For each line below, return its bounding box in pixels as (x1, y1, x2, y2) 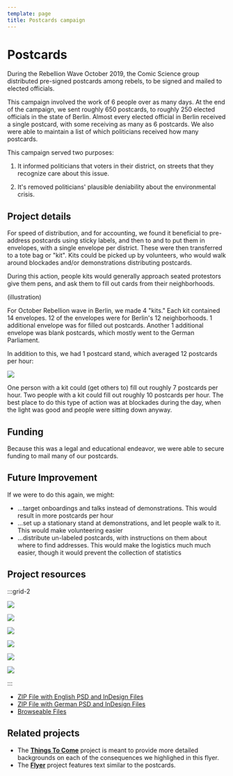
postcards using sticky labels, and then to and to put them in (31, 236, 205, 245)
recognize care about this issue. (17, 169, 110, 178)
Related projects (7, 727, 80, 739)
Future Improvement (7, 472, 97, 484)
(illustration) (7, 293, 42, 302)
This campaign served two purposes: (7, 148, 114, 157)
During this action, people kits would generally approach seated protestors (7, 272, 221, 281)
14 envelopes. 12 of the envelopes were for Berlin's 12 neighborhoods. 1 (7, 314, 213, 323)
